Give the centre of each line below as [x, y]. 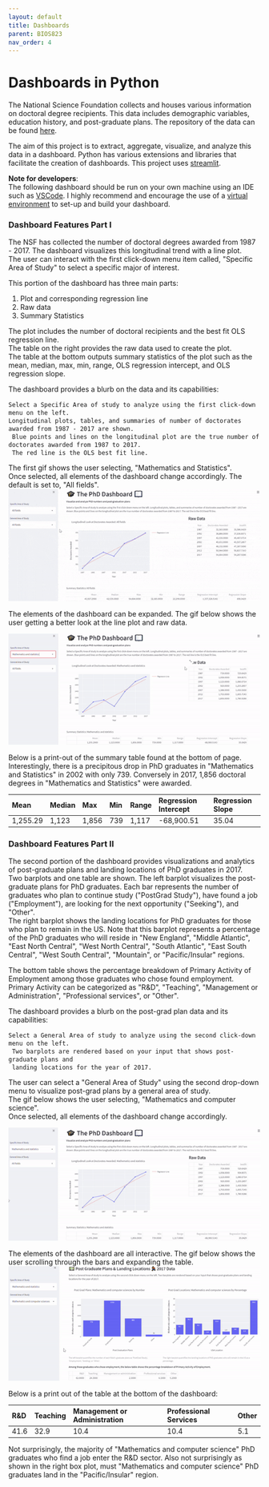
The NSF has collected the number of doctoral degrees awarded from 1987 [132, 242]
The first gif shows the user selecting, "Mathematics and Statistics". [120, 468]
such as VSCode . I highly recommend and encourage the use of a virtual [128, 195]
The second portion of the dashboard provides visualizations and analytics [131, 862]
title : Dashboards [39, 25]
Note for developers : [43, 179]
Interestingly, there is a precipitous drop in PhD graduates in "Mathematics [131, 766]
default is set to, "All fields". [54, 485]
